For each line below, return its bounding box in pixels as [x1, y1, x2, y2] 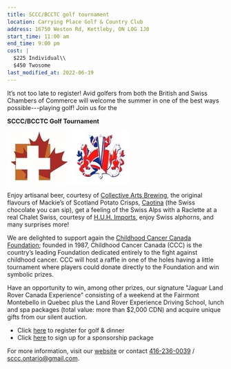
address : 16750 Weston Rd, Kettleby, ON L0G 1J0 [7, 25, 150, 32]
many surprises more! [7, 220, 70, 229]
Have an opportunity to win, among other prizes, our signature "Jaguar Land [7, 283, 223, 292]
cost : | [7, 48, 30, 54]
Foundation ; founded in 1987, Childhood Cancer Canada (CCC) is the [7, 241, 202, 249]
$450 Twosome [13, 62, 51, 69]
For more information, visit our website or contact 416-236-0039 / [7, 346, 195, 355]
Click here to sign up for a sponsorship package [17, 333, 154, 341]
